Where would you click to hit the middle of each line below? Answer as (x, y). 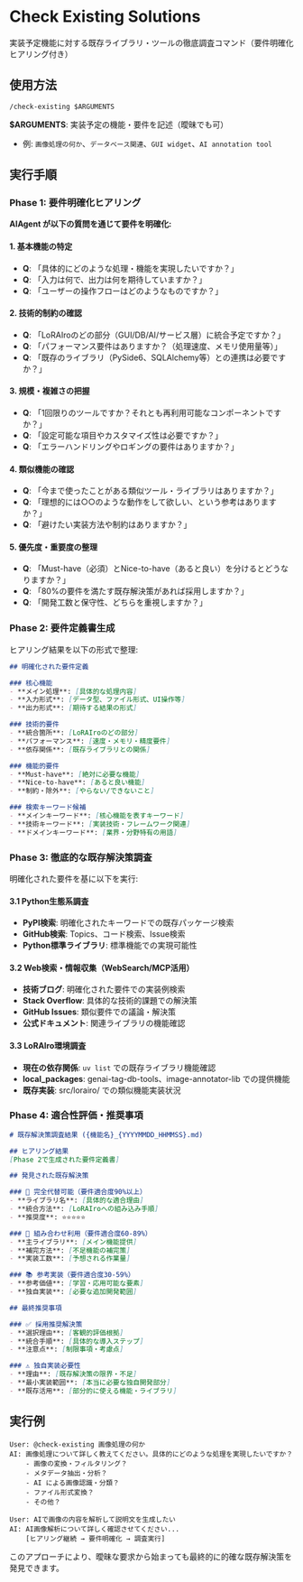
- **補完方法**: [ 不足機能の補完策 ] (70, 1250)
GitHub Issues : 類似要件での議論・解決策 (99, 1012)
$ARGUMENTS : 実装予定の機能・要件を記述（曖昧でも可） (119, 125)
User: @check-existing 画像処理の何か (78, 1444)
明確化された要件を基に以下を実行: (74, 878)
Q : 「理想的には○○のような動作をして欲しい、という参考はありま (145, 502)
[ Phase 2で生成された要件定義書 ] (64, 1160)
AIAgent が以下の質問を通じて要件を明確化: (91, 224)
